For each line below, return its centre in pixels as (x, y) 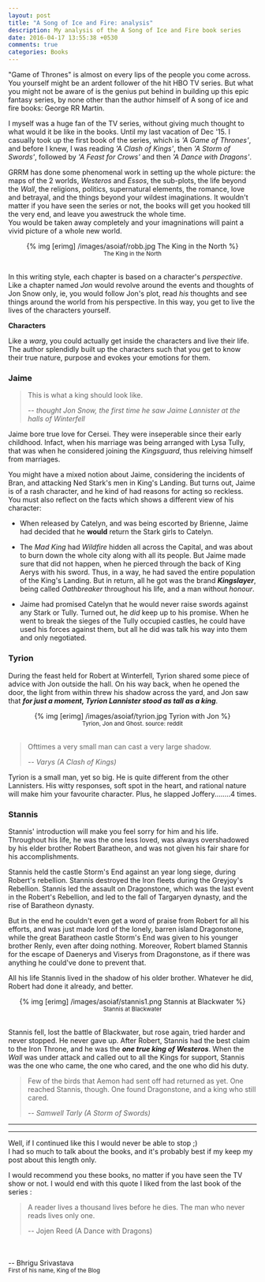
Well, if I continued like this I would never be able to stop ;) (103, 1143)
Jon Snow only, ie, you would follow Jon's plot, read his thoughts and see (128, 293)
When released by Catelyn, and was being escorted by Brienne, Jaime (134, 523)
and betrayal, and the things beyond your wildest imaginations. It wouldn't (128, 197)
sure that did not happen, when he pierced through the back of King (130, 564)
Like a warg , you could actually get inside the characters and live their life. (129, 341)
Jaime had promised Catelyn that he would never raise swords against (134, 604)
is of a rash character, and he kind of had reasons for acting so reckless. (126, 491)
